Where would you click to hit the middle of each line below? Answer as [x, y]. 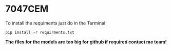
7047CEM [27, 9]
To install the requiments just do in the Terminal [55, 23]
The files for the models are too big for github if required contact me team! [86, 42]
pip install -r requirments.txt [40, 32]
